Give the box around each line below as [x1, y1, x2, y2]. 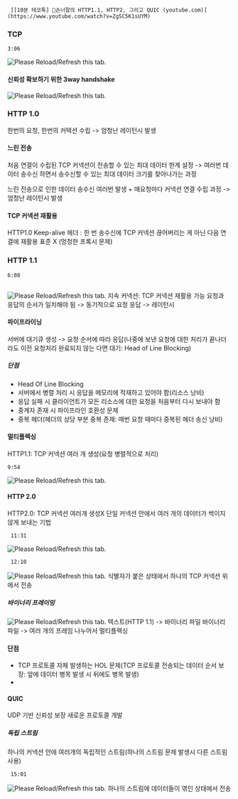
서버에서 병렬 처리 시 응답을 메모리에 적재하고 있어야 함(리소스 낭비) [17, 388, 205, 397]
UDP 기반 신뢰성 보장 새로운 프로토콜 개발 [7, 711, 123, 719]
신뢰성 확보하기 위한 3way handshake [7, 75, 115, 83]
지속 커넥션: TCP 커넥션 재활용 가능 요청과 [107, 291, 225, 300]
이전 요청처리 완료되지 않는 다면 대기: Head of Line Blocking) [20, 343, 192, 352]
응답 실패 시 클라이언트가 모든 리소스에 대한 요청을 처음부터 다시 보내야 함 [17, 397, 221, 405]
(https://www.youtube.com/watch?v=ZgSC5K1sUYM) [7, 13, 151, 20]
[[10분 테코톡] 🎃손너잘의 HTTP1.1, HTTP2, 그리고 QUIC [10, 6, 160, 14]
